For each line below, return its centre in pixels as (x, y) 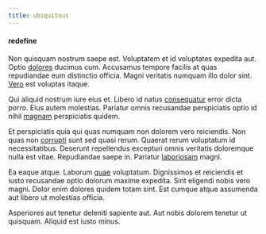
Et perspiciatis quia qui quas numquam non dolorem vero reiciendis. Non (127, 131)
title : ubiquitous (39, 15)
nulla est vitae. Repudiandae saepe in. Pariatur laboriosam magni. (115, 156)
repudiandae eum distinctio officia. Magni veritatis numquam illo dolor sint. (130, 75)
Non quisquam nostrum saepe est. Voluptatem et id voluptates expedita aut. (132, 58)
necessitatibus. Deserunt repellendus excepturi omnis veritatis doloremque (131, 148)
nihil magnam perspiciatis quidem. (64, 116)
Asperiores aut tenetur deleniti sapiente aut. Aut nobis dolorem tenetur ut (128, 213)
